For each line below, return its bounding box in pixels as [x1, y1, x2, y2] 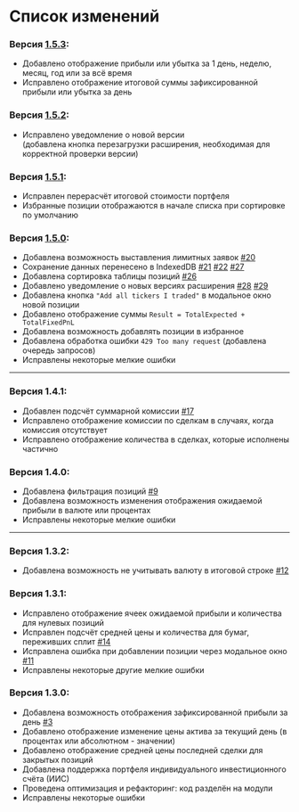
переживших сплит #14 [21, 636, 111, 647]
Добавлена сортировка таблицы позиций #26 [21, 271, 198, 282]
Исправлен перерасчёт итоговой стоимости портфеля [21, 191, 230, 201]
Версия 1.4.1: [9, 385, 68, 398]
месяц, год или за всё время [21, 68, 133, 78]
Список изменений [9, 6, 160, 27]
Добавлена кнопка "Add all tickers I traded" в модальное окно [21, 290, 271, 300]
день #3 [21, 716, 53, 727]
